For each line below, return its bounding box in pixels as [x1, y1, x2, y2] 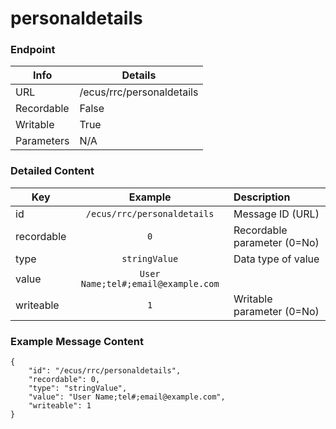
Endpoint [10, 43, 56, 57]
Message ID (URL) [233, 207, 320, 221]
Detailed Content [10, 164, 95, 178]
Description [233, 190, 291, 204]
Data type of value [233, 252, 320, 266]
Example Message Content [10, 334, 145, 348]
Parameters [15, 134, 70, 148]
